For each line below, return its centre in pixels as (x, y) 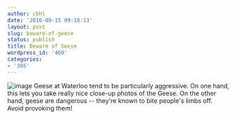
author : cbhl (26, 14)
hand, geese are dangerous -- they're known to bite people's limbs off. (110, 100)
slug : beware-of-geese (41, 33)
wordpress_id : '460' (38, 53)
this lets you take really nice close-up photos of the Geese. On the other (112, 93)
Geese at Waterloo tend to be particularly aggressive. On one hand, (132, 85)
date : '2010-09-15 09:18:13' (50, 20)
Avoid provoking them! (40, 108)
